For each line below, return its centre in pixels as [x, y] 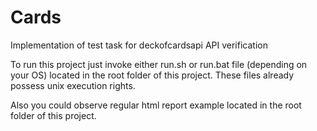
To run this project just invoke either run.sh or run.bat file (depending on [159, 64]
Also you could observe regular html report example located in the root [156, 105]
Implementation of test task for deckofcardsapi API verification [139, 45]
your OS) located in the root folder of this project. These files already [152, 75]
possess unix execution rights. [73, 85]
